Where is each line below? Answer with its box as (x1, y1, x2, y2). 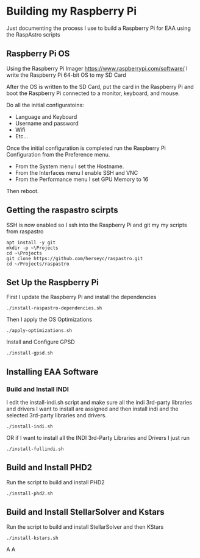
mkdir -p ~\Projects (6, 245, 59, 251)
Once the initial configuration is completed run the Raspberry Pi (6, 144, 166, 152)
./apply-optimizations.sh (6, 328, 72, 334)
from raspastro (6, 227, 44, 235)
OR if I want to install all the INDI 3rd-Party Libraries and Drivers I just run (6, 434, 190, 442)
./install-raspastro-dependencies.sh (6, 305, 102, 311)
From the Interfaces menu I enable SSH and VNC (15, 169, 138, 176)
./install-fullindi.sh (6, 446, 64, 452)
